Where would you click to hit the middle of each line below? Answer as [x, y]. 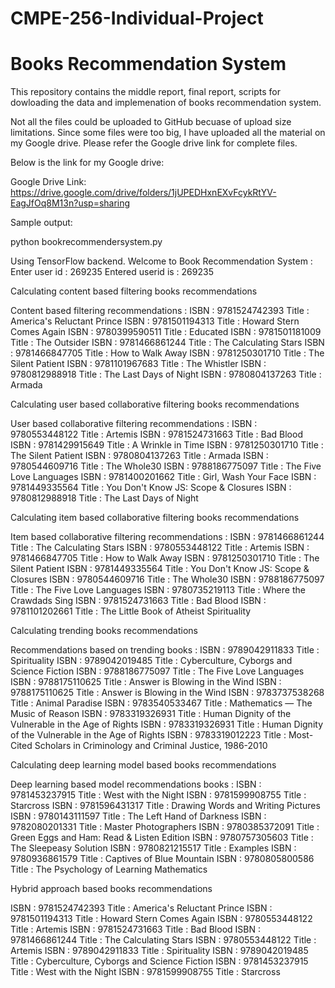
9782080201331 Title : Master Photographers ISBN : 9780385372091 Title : [165, 827]
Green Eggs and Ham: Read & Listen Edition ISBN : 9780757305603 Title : [162, 838]
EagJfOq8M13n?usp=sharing [70, 203]
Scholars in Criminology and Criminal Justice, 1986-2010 [151, 746]
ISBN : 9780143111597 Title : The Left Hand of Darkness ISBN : [138, 816]
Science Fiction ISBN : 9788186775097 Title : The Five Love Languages [157, 671]
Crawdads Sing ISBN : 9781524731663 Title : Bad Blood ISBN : [138, 601]
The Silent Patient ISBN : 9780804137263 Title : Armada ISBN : [139, 456]
